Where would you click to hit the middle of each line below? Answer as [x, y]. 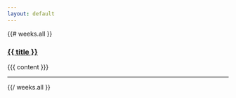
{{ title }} [23, 52]
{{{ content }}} [28, 66]
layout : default [31, 14]
